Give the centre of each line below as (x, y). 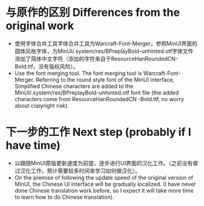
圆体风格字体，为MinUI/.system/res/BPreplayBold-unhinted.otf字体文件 (104, 51)
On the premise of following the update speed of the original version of (104, 177)
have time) (33, 145)
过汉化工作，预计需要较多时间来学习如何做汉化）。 (78, 171)
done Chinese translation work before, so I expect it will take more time (104, 190)
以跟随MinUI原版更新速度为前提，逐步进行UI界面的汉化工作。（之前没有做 (106, 163)
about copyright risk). (42, 105)
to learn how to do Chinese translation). (64, 197)
